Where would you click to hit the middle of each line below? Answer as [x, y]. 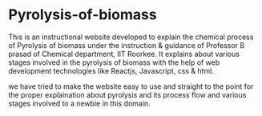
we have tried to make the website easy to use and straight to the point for [131, 86]
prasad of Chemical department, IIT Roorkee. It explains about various [124, 54]
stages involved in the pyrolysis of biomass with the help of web [114, 62]
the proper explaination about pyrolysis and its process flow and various [127, 94]
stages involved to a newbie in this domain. [79, 103]
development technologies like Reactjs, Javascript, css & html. [111, 70]
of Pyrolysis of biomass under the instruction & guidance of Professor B [127, 45]
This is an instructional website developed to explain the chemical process [131, 37]
